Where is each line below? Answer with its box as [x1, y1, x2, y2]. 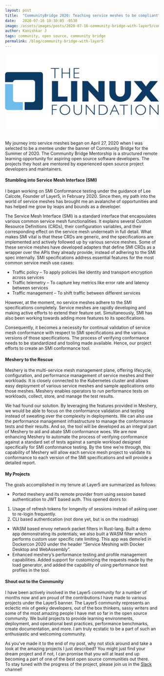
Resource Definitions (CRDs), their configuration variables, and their [5, 224, 142, 230]
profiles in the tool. [12, 567, 50, 573]
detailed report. [5, 460, 36, 466]
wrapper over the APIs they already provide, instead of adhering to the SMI [5, 250, 156, 255]
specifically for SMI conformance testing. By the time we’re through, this [5, 444, 150, 450]
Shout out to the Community [5, 579, 64, 585]
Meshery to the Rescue [5, 357, 53, 362]
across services [12, 275, 44, 280]
